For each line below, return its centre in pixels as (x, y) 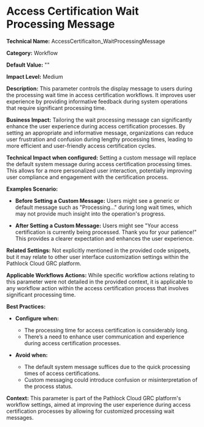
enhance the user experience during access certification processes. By (96, 126)
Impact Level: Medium (35, 76)
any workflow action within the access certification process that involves (97, 288)
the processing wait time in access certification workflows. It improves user (101, 95)
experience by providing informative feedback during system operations (97, 101)
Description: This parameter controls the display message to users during (100, 88)
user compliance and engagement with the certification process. (87, 177)
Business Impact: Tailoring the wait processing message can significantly (99, 120)
